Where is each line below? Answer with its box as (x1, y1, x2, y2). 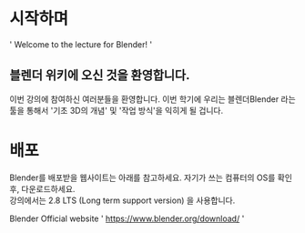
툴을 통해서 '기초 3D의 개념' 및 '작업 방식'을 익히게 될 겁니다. (9, 105, 224, 116)
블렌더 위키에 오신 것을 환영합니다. (9, 67, 190, 83)
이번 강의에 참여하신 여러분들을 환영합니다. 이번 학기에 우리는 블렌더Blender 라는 (9, 93, 296, 105)
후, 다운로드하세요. (9, 183, 76, 194)
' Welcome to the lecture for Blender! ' (9, 38, 153, 50)
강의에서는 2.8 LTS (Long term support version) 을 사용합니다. (9, 195, 236, 206)
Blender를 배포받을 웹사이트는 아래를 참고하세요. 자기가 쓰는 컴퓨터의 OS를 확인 (9, 172, 293, 183)
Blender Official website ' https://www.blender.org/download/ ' (9, 213, 245, 224)
